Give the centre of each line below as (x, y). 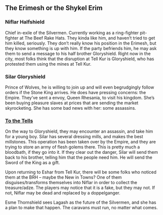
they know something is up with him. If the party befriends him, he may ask (81, 48)
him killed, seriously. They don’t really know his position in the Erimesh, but (81, 43)
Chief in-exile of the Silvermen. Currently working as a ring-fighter (72, 33)
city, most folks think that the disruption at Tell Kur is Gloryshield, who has (80, 59)
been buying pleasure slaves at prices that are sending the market (72, 103)
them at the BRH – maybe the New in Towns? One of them (64, 177)
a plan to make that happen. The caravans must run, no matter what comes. (81, 208)
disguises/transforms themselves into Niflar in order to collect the (71, 183)
